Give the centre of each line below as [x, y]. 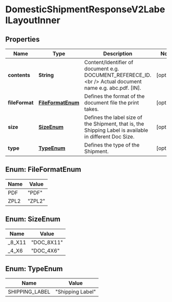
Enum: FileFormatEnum [43, 169]
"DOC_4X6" [45, 251]
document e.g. [102, 69]
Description [118, 54]
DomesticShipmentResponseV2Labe [85, 9]
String [46, 75]
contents [19, 75]
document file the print [112, 103]
